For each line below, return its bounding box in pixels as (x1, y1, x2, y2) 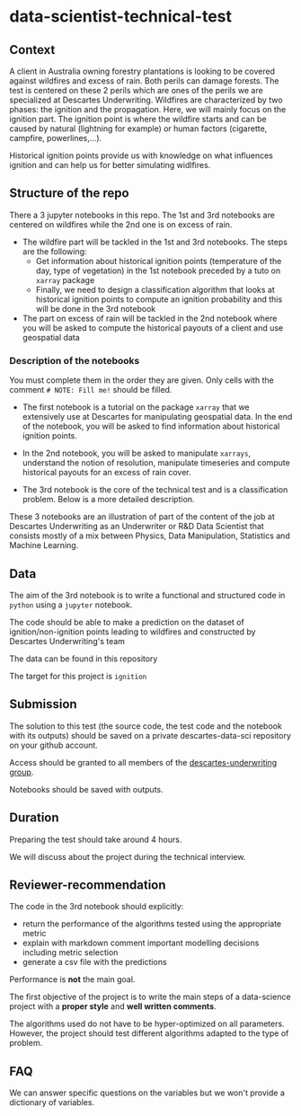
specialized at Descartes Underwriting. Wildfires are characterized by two (9, 94, 283, 105)
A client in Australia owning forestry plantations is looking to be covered (9, 66, 276, 76)
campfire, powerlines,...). (9, 133, 102, 143)
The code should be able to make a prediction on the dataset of (9, 616, 244, 627)
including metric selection (22, 947, 119, 958)
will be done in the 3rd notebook (35, 303, 156, 314)
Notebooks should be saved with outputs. (9, 784, 164, 794)
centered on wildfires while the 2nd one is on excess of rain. (9, 218, 233, 230)
